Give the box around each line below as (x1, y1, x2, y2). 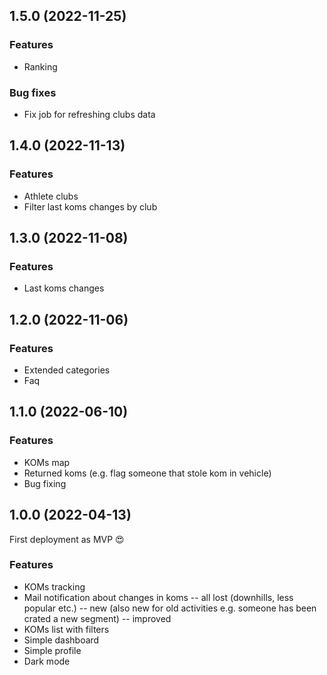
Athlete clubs (23, 190, 79, 202)
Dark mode (23, 655, 71, 667)
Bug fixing (23, 477, 67, 489)
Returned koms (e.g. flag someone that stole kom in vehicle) (23, 467, 272, 479)
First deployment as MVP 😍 (9, 533, 125, 545)
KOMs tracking (23, 580, 86, 593)
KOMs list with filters (23, 623, 110, 635)
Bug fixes (9, 85, 57, 99)
